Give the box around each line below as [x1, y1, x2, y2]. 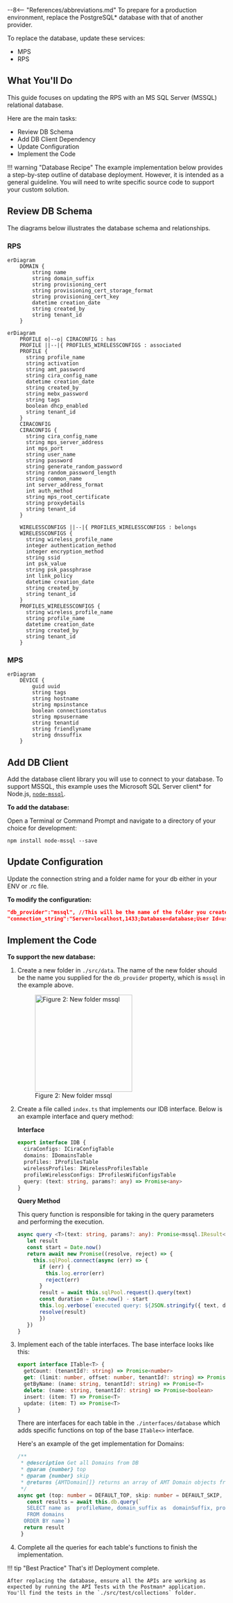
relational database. [7, 101, 64, 109]
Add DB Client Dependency [17, 135, 96, 143]
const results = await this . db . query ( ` [26, 1498, 142, 1505]
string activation [25, 360, 79, 367]
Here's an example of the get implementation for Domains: [17, 1439, 185, 1448]
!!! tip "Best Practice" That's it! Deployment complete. [7, 1563, 159, 1572]
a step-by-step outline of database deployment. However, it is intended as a [7, 170, 224, 179]
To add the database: [7, 803, 70, 812]
